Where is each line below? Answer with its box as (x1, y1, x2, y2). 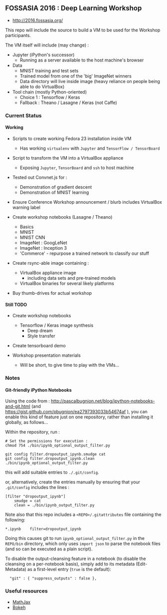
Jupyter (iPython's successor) (12, 52, 75, 58)
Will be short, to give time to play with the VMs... (19, 362, 120, 368)
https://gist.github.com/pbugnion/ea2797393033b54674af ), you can (5, 409, 148, 415)
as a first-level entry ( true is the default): (27, 566, 111, 572)
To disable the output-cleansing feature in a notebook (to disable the (5, 555, 146, 562)
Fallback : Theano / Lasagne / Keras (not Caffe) (19, 100, 117, 106)
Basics (19, 224, 34, 230)
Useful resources (5, 587, 48, 594)
